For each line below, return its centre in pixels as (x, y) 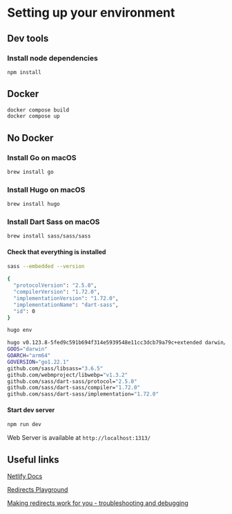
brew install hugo (33, 204)
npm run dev (24, 425)
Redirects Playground (38, 490)
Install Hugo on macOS (46, 190)
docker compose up (33, 116)
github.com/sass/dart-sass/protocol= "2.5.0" (72, 381)
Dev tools (28, 38)
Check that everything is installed (57, 251)
